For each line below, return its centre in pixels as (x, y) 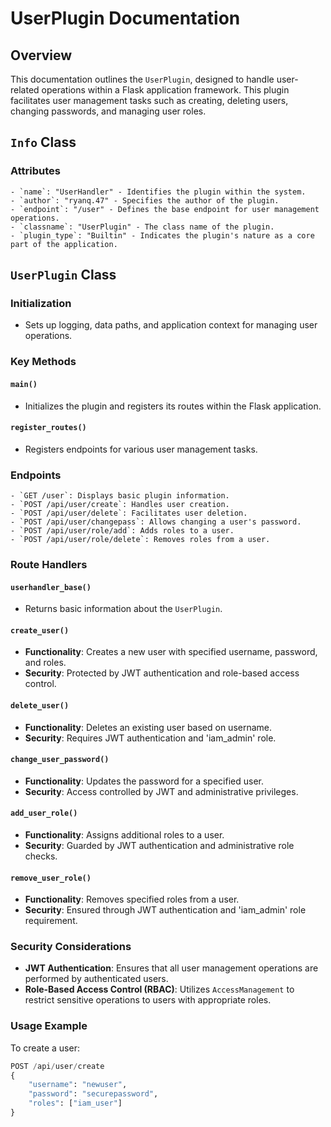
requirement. (51, 921)
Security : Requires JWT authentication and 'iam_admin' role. (150, 738)
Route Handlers (49, 564)
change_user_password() (60, 760)
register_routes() (48, 428)
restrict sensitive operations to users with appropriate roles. (148, 1000)
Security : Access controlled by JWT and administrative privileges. (161, 791)
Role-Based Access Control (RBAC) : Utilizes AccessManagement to (159, 989)
